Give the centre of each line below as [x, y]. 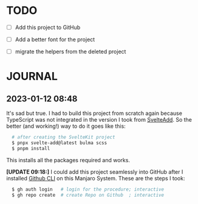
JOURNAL [32, 77]
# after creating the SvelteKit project [63, 137]
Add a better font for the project [55, 39]
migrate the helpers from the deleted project [70, 51]
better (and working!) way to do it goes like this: [66, 126]
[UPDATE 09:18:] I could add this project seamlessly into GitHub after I [95, 172]
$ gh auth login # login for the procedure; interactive [88, 189]
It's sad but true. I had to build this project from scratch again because [94, 113]
